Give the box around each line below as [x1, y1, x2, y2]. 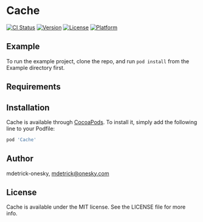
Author [6, 153, 33, 164]
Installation [6, 102, 50, 113]
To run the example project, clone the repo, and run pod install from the [6, 57, 190, 64]
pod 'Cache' [6, 136, 36, 143]
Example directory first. [6, 64, 65, 71]
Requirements [6, 82, 61, 92]
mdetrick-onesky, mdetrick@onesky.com [6, 170, 109, 177]
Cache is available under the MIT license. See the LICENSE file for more [6, 203, 186, 210]
